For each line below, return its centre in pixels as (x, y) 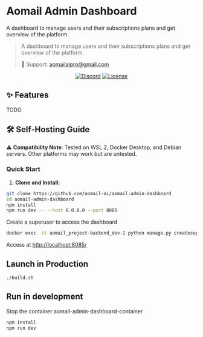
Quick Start (23, 169)
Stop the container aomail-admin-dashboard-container (75, 311)
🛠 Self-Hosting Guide (48, 129)
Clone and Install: (37, 182)
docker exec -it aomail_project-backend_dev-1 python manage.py (89, 233)
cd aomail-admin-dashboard (40, 199)
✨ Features (27, 95)
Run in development (45, 297)
